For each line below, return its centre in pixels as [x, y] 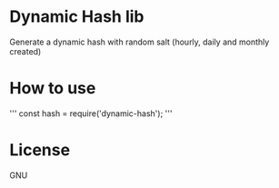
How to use [53, 89]
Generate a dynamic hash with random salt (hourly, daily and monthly [139, 42]
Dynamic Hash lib [77, 17]
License [40, 150]
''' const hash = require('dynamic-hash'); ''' [91, 113]
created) [25, 51]
